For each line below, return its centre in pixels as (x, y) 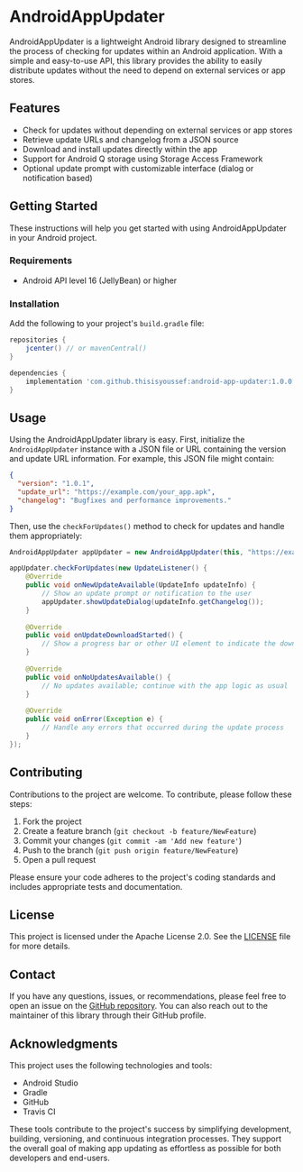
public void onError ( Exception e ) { (95, 719)
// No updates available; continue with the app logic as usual (165, 686)
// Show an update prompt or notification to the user (147, 594)
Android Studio (50, 1083)
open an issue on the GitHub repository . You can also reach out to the (139, 1006)
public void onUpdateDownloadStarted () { (104, 636)
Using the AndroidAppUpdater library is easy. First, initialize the (127, 440)
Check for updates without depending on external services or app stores (157, 130)
